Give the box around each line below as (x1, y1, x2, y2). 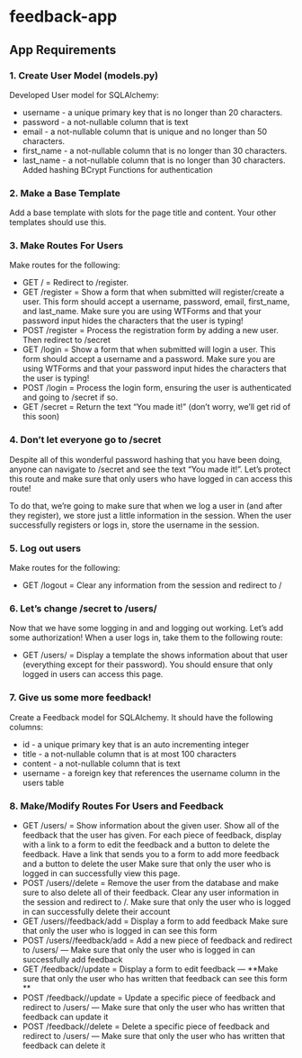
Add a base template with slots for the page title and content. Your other (9, 207, 277, 218)
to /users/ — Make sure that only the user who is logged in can (22, 944, 256, 955)
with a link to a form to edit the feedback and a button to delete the (22, 839, 271, 850)
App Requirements (9, 42, 117, 58)
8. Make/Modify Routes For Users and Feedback (9, 800, 224, 812)
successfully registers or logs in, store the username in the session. (9, 520, 260, 530)
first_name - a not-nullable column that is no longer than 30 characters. (22, 145, 288, 156)
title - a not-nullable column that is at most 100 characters (22, 748, 236, 759)
